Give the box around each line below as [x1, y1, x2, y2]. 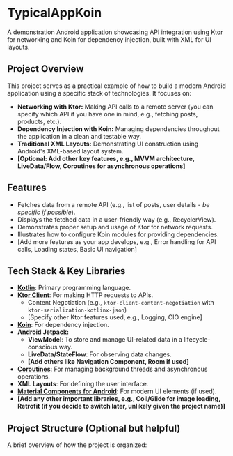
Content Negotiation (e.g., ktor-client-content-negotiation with [27, 298, 214, 307]
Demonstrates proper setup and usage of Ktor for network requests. [17, 222, 214, 231]
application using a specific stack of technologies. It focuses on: [7, 89, 192, 97]
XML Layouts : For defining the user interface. [17, 380, 149, 388]
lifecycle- [184, 335, 211, 344]
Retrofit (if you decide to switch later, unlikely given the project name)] [17, 402, 226, 411]
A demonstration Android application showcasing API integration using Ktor [7, 28, 223, 36]
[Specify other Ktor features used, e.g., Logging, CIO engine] [27, 313, 203, 321]
